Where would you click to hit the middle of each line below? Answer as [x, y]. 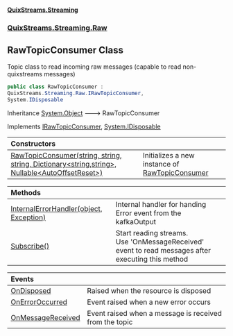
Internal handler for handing [161, 204]
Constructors [33, 144]
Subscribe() [30, 246]
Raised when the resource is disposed [149, 290]
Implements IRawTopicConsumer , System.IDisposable [84, 126]
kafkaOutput [136, 221]
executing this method [152, 259]
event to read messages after [163, 250]
